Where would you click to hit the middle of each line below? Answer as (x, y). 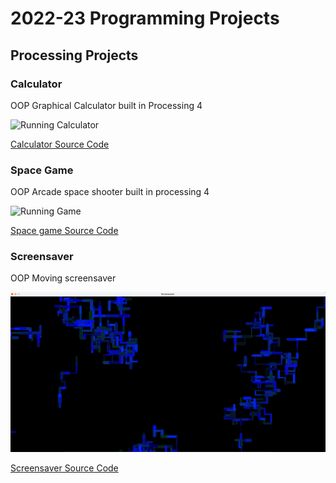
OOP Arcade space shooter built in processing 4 (110, 192)
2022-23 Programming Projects (145, 18)
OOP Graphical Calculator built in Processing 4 (106, 105)
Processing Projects (74, 55)
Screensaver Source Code (64, 468)
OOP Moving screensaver (63, 278)
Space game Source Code (64, 231)
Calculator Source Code (60, 144)
